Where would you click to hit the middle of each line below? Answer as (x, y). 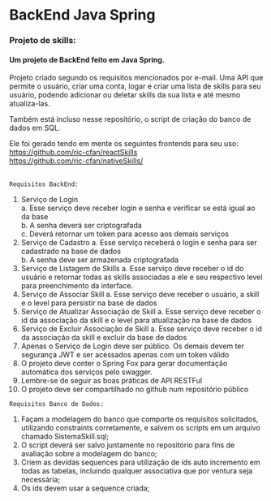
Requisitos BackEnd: (44, 184)
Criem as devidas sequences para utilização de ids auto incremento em (140, 462)
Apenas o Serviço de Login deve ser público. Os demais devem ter (132, 346)
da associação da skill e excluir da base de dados (104, 338)
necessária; (40, 480)
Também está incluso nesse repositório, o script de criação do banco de (130, 119)
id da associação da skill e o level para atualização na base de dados (136, 320)
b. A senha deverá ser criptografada (82, 226)
